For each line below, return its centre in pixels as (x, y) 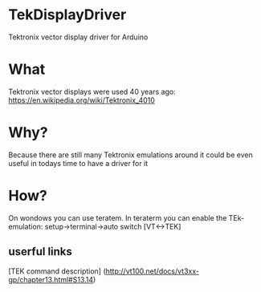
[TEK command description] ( (57, 271)
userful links (40, 251)
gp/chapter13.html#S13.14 (51, 279)
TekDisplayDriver (67, 15)
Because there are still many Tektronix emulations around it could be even (130, 155)
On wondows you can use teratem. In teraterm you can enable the (118, 217)
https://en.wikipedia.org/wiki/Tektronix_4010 (82, 100)
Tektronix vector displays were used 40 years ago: (92, 91)
